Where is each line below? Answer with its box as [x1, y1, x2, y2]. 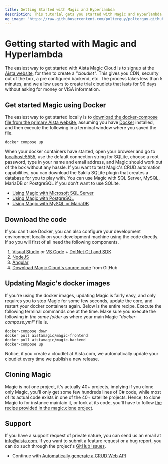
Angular [12, 259, 29, 265]
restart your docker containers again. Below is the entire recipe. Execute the [5, 303, 162, 309]
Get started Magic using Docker [5, 101, 106, 109]
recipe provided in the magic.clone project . [5, 405, 94, 411]
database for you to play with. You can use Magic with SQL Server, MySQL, [5, 175, 160, 181]
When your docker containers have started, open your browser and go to [5, 148, 156, 155]
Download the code [5, 215, 67, 224]
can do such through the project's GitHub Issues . [5, 443, 106, 449]
